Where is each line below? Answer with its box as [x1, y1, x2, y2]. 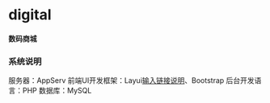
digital [8, 6, 52, 24]
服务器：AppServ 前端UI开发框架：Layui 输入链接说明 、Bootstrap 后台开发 [8, 76, 255, 85]
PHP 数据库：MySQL [22, 86, 92, 96]
